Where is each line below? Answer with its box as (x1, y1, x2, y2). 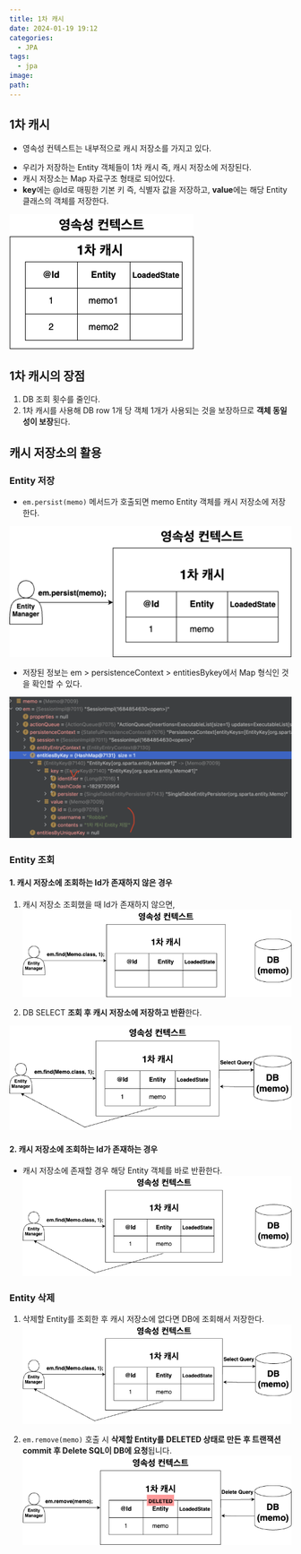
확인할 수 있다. (31, 678, 82, 689)
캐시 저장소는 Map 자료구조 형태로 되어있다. (21, 173, 176, 184)
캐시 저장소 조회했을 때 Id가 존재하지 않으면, (21, 899, 176, 910)
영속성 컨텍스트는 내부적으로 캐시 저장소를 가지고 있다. (21, 142, 212, 153)
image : (9, 72, 34, 81)
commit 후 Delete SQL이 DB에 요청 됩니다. (21, 1446, 173, 1456)
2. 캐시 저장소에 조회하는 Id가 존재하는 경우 (9, 1144, 159, 1154)
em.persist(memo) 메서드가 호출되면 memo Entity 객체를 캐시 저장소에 (21, 496, 270, 507)
